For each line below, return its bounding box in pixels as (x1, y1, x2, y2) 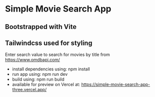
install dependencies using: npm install (12, 66, 90, 72)
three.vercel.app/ (12, 87, 47, 93)
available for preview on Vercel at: (12, 82, 80, 87)
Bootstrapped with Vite (5, 23, 77, 31)
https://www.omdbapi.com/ (5, 57, 60, 63)
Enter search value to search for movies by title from (5, 52, 110, 57)
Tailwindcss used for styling (5, 39, 92, 47)
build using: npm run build (12, 76, 65, 83)
